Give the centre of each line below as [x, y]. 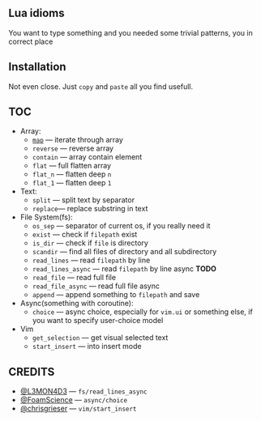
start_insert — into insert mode [87, 347]
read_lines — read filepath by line [91, 260]
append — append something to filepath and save [116, 295]
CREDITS [32, 372]
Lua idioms [36, 13]
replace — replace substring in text [90, 209]
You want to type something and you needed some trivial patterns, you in [130, 32]
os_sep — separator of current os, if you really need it [121, 226]
